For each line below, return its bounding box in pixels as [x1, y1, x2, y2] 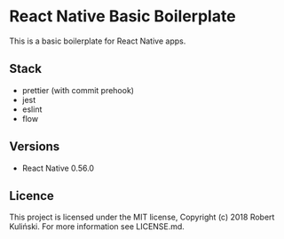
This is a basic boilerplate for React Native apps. [9, 36, 186, 46]
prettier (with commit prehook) [21, 84, 135, 95]
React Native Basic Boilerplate [9, 6, 237, 27]
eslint [21, 104, 43, 115]
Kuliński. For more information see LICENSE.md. [9, 221, 185, 232]
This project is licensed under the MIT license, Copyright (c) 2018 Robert [9, 211, 275, 223]
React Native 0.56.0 [21, 163, 95, 173]
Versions [9, 139, 60, 155]
